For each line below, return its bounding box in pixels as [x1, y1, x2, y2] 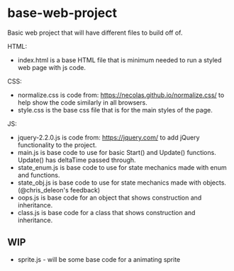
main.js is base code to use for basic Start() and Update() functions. [17, 148, 216, 156]
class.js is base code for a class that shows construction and [17, 208, 196, 217]
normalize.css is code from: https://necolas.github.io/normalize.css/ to [17, 91, 225, 99]
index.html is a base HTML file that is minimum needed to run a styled [17, 55, 222, 64]
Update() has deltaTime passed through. [17, 156, 136, 164]
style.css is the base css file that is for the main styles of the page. [17, 105, 213, 114]
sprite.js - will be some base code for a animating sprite [17, 255, 181, 263]
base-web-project [7, 5, 118, 21]
